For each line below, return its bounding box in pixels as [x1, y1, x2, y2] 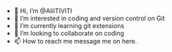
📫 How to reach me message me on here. [13, 37, 137, 45]
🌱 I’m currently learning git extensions [13, 22, 125, 30]
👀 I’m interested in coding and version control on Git [13, 14, 166, 22]
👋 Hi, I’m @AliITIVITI [13, 7, 73, 15]
